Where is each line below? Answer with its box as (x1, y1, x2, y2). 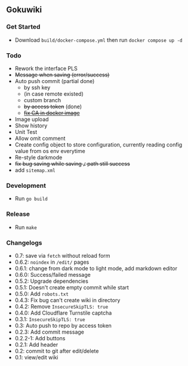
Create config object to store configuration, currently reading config (14, 141, 183, 148)
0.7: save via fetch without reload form (14, 252, 110, 259)
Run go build (14, 195, 48, 202)
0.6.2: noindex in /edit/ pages (14, 258, 90, 266)
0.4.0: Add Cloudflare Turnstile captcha (14, 309, 112, 316)
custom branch (23, 96, 61, 103)
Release (6, 210, 30, 218)
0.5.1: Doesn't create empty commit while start (14, 283, 130, 291)
